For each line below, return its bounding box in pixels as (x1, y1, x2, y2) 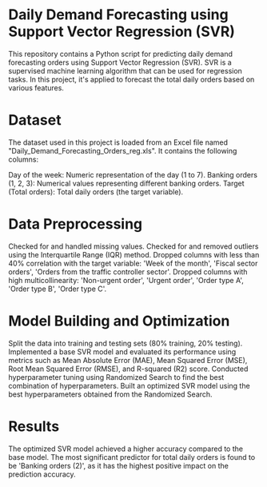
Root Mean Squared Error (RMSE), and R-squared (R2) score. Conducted (8, 364, 249, 373)
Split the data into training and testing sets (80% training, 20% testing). (8, 338, 243, 348)
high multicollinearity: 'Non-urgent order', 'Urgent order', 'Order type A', (8, 275, 244, 285)
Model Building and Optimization (8, 312, 230, 329)
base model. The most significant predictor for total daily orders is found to (8, 452, 256, 461)
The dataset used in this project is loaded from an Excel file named (8, 138, 229, 147)
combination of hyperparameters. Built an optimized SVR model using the (8, 381, 250, 390)
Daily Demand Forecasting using (8, 6, 229, 24)
